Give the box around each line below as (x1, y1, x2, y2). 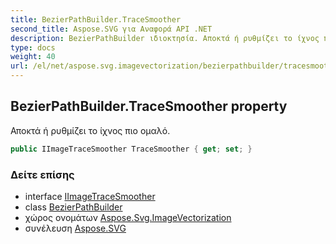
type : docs (10, 42, 56, 53)
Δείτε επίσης (10, 167, 75, 181)
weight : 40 (10, 52, 56, 62)
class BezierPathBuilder (24, 201, 123, 213)
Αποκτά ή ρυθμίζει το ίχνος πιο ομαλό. (10, 124, 171, 136)
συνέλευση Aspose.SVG (24, 222, 127, 234)
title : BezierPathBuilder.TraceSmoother (10, 14, 182, 25)
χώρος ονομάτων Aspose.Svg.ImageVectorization (24, 211, 232, 223)
